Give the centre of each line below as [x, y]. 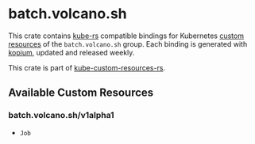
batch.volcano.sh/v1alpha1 [61, 116]
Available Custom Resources [81, 93]
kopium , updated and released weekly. [71, 52]
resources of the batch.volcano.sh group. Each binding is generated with [128, 44]
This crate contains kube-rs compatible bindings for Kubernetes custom [126, 36]
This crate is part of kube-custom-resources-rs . [87, 67]
